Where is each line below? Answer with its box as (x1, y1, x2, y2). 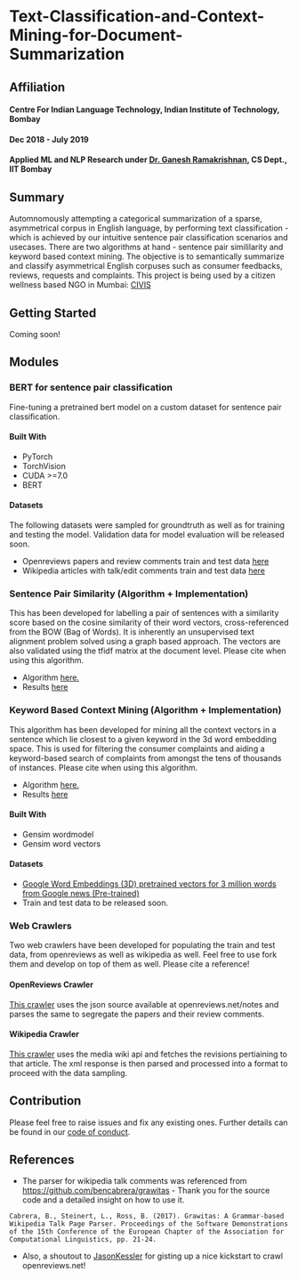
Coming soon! (9, 328, 60, 339)
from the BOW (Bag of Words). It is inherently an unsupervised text (9, 627, 255, 637)
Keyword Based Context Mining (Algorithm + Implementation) (9, 704, 282, 716)
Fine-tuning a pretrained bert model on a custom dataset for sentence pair (9, 401, 282, 412)
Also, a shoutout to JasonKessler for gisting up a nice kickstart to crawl (21, 1251, 283, 1261)
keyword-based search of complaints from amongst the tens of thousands (9, 752, 282, 763)
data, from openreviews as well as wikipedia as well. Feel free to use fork (9, 950, 278, 960)
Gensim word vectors (21, 838, 101, 849)
